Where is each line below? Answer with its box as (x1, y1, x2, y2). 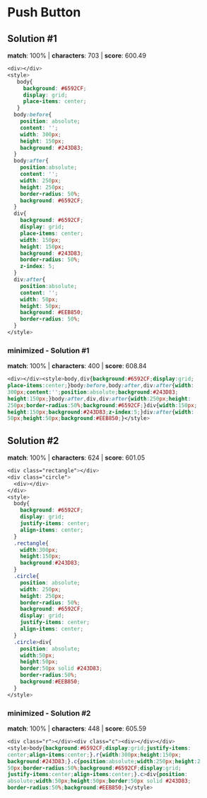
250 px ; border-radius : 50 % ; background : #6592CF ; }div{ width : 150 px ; (7, 401, 198, 409)
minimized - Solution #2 (7, 708, 91, 718)
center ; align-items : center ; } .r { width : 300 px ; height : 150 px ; (7, 751, 182, 758)
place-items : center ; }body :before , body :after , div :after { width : (7, 382, 194, 389)
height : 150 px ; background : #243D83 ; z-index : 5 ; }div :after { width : (7, 409, 194, 416)
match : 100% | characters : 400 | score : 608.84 (7, 362, 147, 370)
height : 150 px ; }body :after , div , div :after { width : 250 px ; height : (7, 395, 191, 402)
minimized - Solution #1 (7, 345, 90, 355)
